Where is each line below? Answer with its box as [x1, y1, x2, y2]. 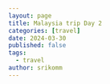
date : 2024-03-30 [8, 34, 67, 42]
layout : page [8, 11, 52, 20]
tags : [8, 49, 26, 57]
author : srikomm [8, 64, 63, 72]
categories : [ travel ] [8, 26, 81, 34]
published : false [8, 42, 67, 50]
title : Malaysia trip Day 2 [8, 19, 103, 27]
